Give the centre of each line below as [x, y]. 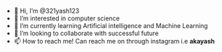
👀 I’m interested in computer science [67, 18]
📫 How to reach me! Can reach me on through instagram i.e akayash [114, 41]
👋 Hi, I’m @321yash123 [47, 11]
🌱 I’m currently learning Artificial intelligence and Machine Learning [111, 26]
